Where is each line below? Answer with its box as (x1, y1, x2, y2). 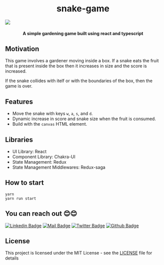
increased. (5, 68, 27, 74)
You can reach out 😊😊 (5, 210, 78, 218)
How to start (5, 178, 44, 187)
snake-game (56, 3, 110, 14)
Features (5, 97, 33, 106)
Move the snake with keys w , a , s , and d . (12, 111, 93, 117)
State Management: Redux (12, 159, 67, 165)
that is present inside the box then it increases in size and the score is (5, 63, 147, 69)
